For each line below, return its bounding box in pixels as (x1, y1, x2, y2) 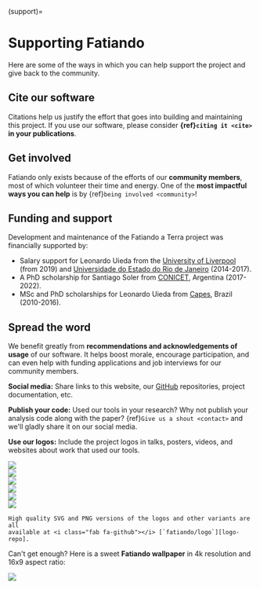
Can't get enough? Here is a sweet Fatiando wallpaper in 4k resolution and (8, 549, 251, 558)
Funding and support (8, 211, 113, 225)
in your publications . (8, 129, 77, 138)
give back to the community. (8, 68, 100, 78)
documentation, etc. (8, 390, 73, 400)
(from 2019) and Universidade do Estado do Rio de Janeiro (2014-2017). (19, 265, 252, 274)
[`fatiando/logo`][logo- (158, 529, 240, 536)
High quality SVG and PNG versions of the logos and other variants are (8, 514, 251, 523)
